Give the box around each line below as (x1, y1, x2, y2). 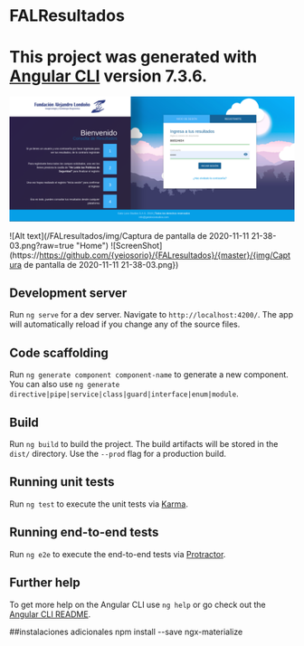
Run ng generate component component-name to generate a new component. (9, 369, 290, 380)
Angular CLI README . (9, 608, 91, 620)
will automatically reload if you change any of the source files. (9, 318, 241, 330)
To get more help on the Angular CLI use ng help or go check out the (9, 599, 266, 610)
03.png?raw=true (9, 240, 74, 251)
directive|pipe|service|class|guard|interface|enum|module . (9, 388, 239, 399)
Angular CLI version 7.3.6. (9, 66, 208, 87)
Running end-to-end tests (9, 525, 159, 540)
